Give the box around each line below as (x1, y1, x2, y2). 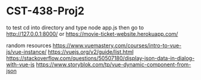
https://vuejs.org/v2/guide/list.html (47, 48, 134, 55)
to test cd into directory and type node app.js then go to (6, 24, 144, 31)
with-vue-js (6, 61, 35, 68)
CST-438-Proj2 (6, 4, 85, 18)
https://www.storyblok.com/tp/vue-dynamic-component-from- (35, 61, 191, 68)
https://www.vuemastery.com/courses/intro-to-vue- (53, 42, 182, 49)
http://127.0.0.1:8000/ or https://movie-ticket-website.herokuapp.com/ (6, 30, 178, 37)
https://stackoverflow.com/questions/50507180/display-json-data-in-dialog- (6, 54, 195, 61)
